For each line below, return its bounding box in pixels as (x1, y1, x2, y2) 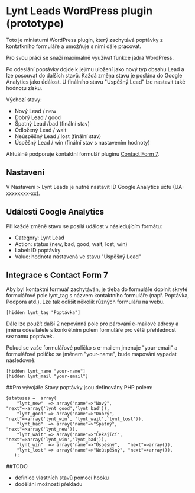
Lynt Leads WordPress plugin (6, 4, 153, 18)
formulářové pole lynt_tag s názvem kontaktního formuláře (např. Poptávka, (6, 292, 190, 299)
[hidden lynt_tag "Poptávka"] (6, 310, 81, 316)
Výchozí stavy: (6, 96, 43, 103)
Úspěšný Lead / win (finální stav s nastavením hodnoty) (14, 139, 151, 146)
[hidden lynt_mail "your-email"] (6, 373, 89, 380)
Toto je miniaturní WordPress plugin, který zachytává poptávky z (6, 36, 164, 43)
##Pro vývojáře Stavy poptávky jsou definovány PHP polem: (6, 384, 153, 391)
